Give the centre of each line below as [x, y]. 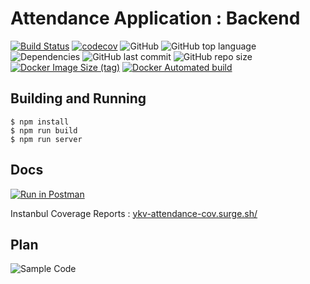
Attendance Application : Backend [155, 18]
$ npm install [40, 122]
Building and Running [78, 98]
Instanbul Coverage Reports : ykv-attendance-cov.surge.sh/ [134, 213]
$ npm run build [44, 130]
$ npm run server [46, 139]
